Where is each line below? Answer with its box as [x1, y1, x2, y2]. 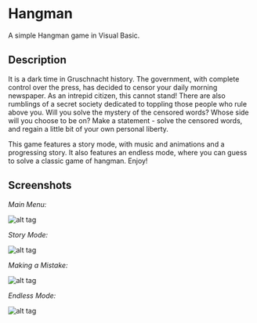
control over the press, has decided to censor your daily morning [8, 82, 218, 92]
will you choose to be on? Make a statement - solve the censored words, [8, 115, 243, 125]
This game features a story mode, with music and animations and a [8, 139, 225, 149]
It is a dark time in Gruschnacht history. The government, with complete [8, 74, 240, 83]
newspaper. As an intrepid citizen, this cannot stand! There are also [8, 91, 226, 100]
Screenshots [8, 179, 72, 192]
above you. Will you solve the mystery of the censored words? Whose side [8, 107, 249, 117]
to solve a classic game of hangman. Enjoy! [8, 156, 148, 165]
